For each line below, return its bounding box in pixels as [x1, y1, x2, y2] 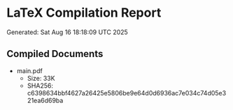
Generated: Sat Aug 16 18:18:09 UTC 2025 [6, 28, 129, 36]
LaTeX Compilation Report [6, 5, 162, 21]
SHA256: [27, 81, 54, 90]
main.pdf [16, 66, 43, 74]
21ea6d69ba [27, 96, 64, 104]
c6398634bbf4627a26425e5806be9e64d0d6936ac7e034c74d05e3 [27, 88, 227, 97]
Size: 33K [27, 74, 55, 82]
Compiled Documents [6, 48, 104, 60]
